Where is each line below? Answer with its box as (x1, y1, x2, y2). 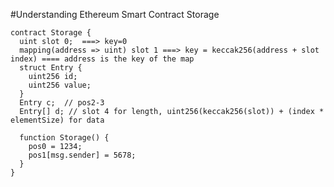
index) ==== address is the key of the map (10, 54, 195, 64)
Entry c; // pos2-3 (19, 98, 105, 108)
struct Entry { (19, 63, 83, 73)
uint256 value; (28, 80, 92, 90)
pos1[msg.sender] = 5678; (28, 150, 137, 160)
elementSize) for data (10, 115, 105, 125)
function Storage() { (19, 133, 110, 143)
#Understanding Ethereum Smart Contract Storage (10, 9, 220, 20)
